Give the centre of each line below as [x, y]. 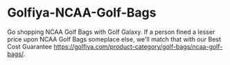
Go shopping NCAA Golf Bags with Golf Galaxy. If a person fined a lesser [111, 32]
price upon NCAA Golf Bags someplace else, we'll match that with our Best [114, 39]
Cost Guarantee [30, 46]
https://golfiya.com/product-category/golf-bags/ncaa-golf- [138, 46]
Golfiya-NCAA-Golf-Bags [82, 13]
